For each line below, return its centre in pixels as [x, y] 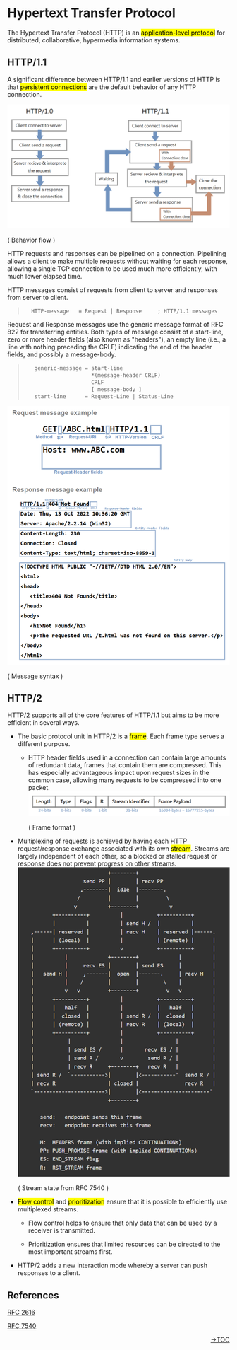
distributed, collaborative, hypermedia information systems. [94, 40]
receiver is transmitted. [61, 1230]
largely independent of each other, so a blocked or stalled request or [117, 856]
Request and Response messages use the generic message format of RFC [115, 324]
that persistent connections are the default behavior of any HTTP [102, 87]
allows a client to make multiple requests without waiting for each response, [117, 261]
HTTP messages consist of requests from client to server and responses [113, 290]
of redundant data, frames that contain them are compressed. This [125, 765]
